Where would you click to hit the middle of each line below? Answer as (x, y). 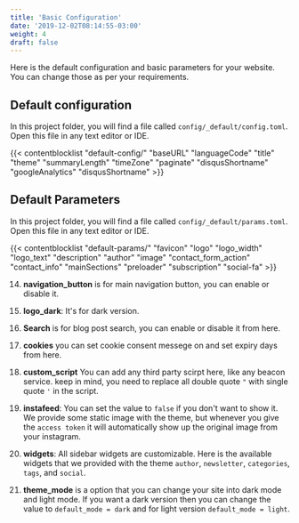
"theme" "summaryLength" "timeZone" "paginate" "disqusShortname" (139, 163)
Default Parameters (65, 200)
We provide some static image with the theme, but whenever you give (151, 417)
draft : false (34, 42)
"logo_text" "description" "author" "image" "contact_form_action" (130, 257)
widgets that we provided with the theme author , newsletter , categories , (156, 463)
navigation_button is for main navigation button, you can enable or (146, 284)
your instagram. (52, 436)
